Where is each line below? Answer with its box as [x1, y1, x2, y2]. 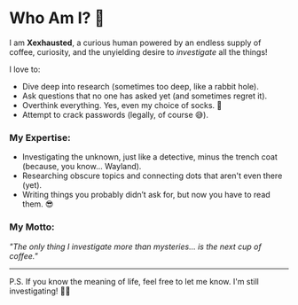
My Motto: [9, 221, 55, 233]
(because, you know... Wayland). [21, 161, 142, 172]
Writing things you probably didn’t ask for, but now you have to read [21, 190, 271, 200]
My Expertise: [9, 131, 71, 144]
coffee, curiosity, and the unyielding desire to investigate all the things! [9, 46, 268, 57]
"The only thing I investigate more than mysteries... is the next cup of [9, 241, 262, 252]
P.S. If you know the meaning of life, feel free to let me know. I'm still [9, 276, 259, 286]
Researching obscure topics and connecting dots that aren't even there [21, 170, 283, 181]
